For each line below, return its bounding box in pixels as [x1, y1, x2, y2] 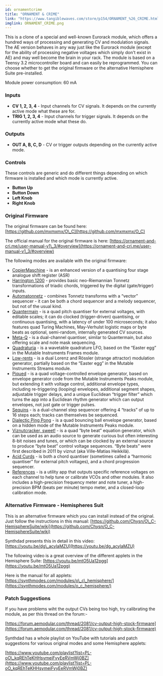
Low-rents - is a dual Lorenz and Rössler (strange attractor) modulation [12, 355, 155, 361]
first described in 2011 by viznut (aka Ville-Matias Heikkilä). [12, 449, 130, 454]
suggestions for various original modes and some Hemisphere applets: [5, 640, 147, 646]
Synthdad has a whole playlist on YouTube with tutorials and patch [5, 635, 138, 641]
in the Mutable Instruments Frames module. [12, 350, 99, 356]
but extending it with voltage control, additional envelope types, [12, 381, 140, 387]
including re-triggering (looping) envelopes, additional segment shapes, [12, 386, 156, 392]
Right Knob [12, 200, 35, 206]
